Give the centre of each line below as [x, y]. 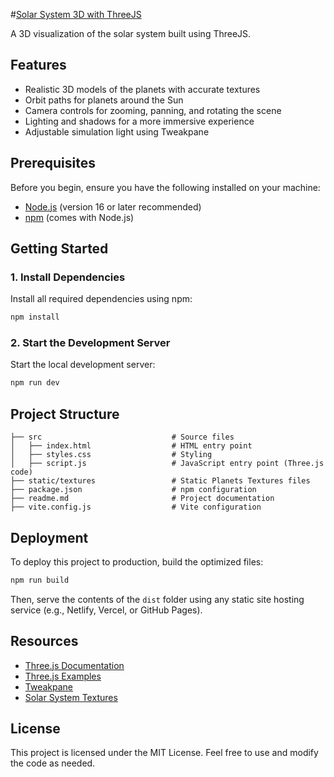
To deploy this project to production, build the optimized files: [137, 561]
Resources [44, 641]
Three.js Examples [63, 676]
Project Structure [65, 414]
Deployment [49, 537]
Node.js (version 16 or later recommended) [113, 206]
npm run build [40, 580]
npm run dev [35, 383]
